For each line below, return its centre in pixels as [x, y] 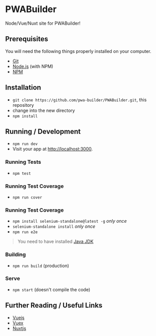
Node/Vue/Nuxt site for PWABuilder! [43, 23]
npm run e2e [25, 232]
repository [23, 105]
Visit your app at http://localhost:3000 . [53, 149]
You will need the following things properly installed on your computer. [78, 51]
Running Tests [23, 162]
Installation [23, 87]
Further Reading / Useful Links [54, 306]
